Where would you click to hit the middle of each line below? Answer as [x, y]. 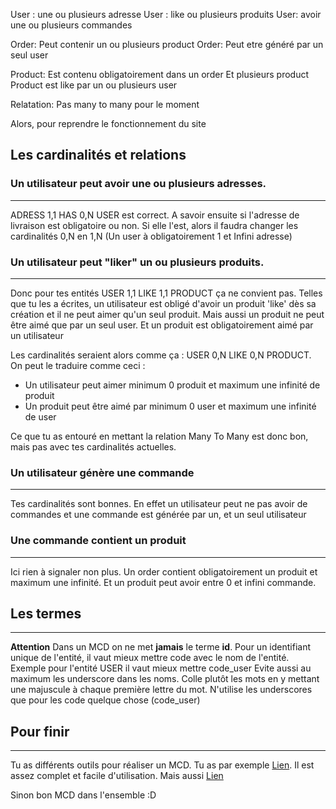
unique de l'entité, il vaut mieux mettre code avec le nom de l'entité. [150, 658]
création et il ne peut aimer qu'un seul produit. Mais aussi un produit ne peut [167, 314]
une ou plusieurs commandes [71, 25]
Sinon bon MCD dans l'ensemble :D [83, 795]
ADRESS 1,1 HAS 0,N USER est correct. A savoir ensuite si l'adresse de [155, 215]
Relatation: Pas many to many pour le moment [105, 104]
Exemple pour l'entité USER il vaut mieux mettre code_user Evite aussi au [161, 668]
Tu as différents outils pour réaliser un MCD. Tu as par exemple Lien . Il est [162, 765]
